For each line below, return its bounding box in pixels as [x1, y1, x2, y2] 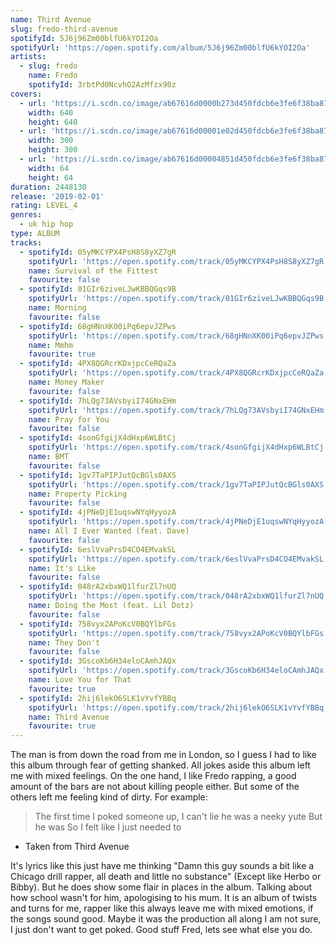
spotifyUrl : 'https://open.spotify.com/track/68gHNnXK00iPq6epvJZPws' [28, 331, 329, 341]
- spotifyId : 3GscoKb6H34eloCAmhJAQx [19, 656, 177, 666]
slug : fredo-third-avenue [10, 24, 118, 34]
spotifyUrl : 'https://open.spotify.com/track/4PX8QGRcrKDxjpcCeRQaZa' [28, 368, 329, 378]
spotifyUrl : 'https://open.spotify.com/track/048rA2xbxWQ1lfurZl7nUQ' [28, 591, 329, 601]
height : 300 [28, 145, 78, 155]
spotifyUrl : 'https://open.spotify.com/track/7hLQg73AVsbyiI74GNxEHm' [28, 405, 329, 415]
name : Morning [28, 303, 87, 313]
